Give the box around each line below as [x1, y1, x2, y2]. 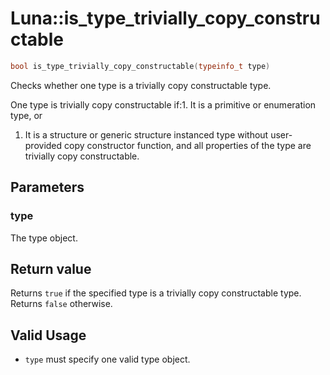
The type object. [10, 232, 78, 244]
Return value [10, 260, 92, 277]
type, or [10, 109, 43, 121]
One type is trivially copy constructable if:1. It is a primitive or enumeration [10, 98, 317, 111]
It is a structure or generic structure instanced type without [24, 128, 269, 141]
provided [24, 139, 63, 151]
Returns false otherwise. [10, 298, 113, 310]
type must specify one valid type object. [24, 353, 191, 366]
